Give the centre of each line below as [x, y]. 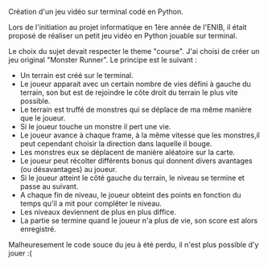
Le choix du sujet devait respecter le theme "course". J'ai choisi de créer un [134, 51]
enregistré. [38, 229]
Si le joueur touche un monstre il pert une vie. [95, 127]
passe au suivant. [49, 186]
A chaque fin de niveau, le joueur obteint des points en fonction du [130, 195]
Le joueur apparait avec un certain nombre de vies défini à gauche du [135, 84]
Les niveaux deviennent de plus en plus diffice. [98, 212]
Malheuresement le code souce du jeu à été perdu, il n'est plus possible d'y [134, 245]
